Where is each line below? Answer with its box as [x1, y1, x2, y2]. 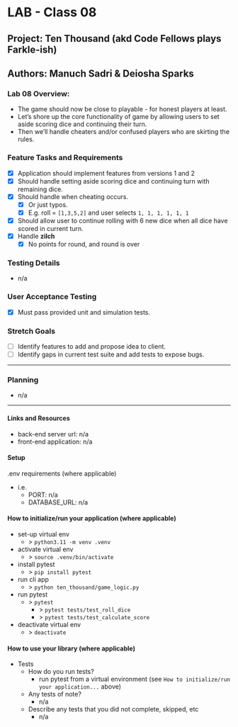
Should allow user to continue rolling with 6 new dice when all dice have [17, 216, 228, 225]
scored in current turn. [17, 224, 84, 232]
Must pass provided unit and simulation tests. [17, 308, 151, 316]
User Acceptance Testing [7, 292, 97, 302]
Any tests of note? [28, 690, 81, 699]
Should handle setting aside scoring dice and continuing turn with [17, 176, 210, 185]
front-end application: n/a [17, 437, 93, 446]
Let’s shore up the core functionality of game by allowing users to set [17, 113, 220, 121]
